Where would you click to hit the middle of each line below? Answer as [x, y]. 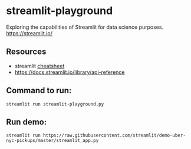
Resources [26, 52]
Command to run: [39, 91]
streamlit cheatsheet [39, 66]
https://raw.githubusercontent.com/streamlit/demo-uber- [114, 136]
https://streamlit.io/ [29, 33]
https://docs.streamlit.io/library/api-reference [70, 72]
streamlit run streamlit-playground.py [55, 104]
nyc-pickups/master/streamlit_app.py [52, 141]
